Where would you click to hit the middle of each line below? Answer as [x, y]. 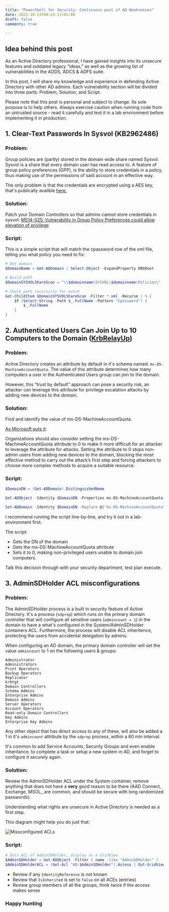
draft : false [19, 19]
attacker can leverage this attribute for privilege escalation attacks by [77, 389]
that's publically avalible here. [36, 190]
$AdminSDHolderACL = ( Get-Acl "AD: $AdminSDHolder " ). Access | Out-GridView [85, 865]
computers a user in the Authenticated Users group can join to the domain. [82, 374]
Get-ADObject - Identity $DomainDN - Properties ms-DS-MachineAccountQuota [84, 498]
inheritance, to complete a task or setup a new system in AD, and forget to [82, 752]
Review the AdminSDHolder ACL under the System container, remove [77, 781]
